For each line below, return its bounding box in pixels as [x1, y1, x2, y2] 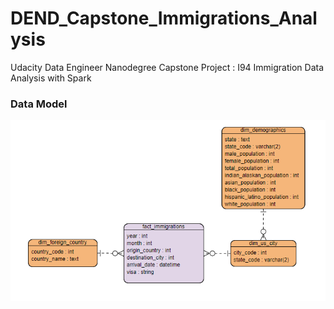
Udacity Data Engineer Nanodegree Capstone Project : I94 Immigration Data [10, 61, 325, 73]
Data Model [10, 97, 68, 111]
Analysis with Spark [10, 72, 92, 84]
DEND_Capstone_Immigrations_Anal [10, 7, 318, 30]
